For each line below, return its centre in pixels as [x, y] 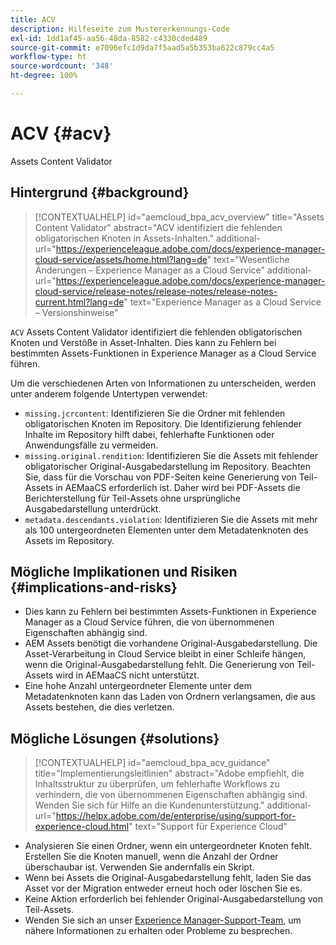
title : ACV [33, 19]
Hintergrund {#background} [100, 192]
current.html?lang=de [79, 302]
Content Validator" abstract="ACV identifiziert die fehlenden [158, 227]
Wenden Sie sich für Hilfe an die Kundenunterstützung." [149, 805]
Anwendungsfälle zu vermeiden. [91, 445]
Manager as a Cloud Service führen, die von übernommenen [149, 622]
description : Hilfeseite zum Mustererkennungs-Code [120, 29]
